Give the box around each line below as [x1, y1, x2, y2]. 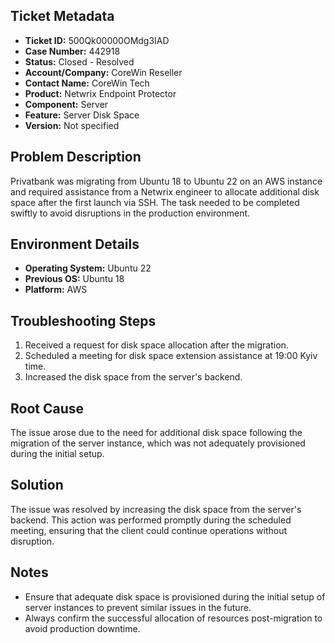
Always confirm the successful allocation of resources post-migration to [24, 612, 323, 624]
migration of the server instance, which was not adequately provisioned [10, 437, 306, 449]
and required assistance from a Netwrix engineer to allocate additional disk [10, 185, 320, 198]
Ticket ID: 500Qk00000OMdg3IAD [24, 34, 170, 46]
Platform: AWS [24, 284, 88, 296]
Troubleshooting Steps [10, 312, 157, 329]
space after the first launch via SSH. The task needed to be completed [10, 196, 300, 208]
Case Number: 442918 [24, 45, 121, 57]
